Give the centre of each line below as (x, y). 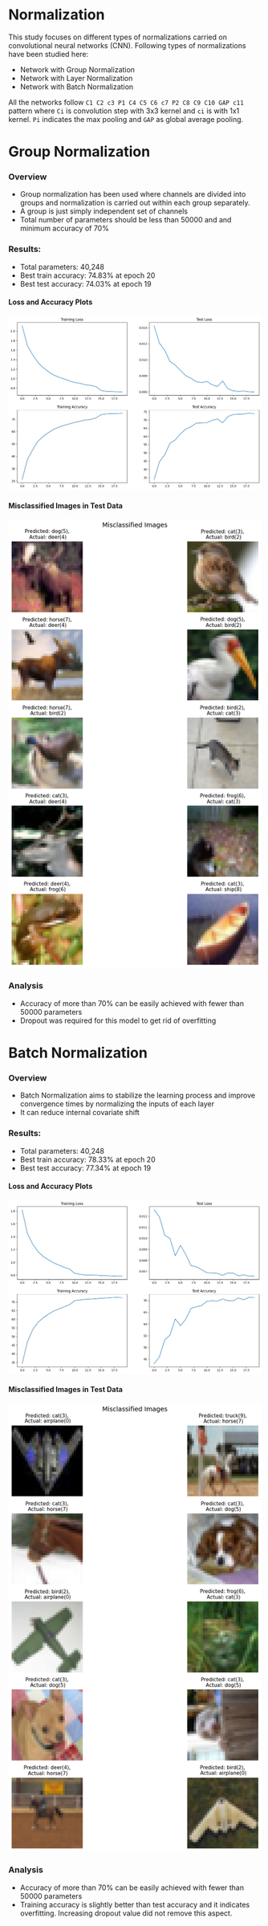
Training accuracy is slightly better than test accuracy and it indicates (135, 1904)
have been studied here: (49, 54)
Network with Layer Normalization (76, 78)
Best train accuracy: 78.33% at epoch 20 (87, 1159)
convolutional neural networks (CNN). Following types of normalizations (127, 45)
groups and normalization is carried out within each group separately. (135, 203)
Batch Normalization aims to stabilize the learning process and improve (137, 1095)
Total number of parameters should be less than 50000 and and (126, 220)
